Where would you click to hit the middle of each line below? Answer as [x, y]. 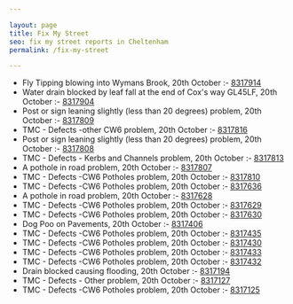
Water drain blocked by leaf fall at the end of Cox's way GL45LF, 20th [150, 92]
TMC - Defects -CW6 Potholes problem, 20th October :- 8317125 [141, 290]
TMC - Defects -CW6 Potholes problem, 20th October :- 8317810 [141, 177]
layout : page [33, 25]
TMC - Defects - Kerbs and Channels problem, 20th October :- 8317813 [153, 158]
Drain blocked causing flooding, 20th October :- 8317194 [126, 271]
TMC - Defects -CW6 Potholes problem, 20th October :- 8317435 [142, 234]
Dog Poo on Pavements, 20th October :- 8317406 [112, 224]
